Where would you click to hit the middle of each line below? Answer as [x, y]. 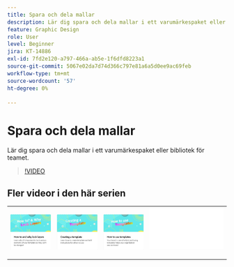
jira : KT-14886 [29, 52]
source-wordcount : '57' [42, 81]
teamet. [18, 158]
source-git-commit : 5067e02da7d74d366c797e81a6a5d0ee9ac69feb [99, 66]
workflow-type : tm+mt [39, 73]
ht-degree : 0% [28, 88]
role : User [23, 37]
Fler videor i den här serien [67, 193]
